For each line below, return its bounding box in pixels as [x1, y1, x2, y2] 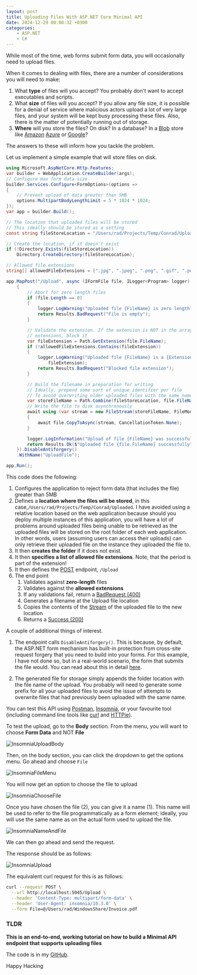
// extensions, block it [27, 332, 88, 338]
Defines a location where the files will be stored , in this [14, 497, 150, 504]
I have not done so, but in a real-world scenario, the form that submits [14, 657, 184, 664]
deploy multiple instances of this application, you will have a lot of [14, 516, 174, 523]
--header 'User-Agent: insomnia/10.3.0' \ [11, 900, 117, 906]
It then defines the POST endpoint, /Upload [14, 566, 118, 573]
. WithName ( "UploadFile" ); [16, 452, 80, 458]
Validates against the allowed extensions [23, 585, 124, 591]
